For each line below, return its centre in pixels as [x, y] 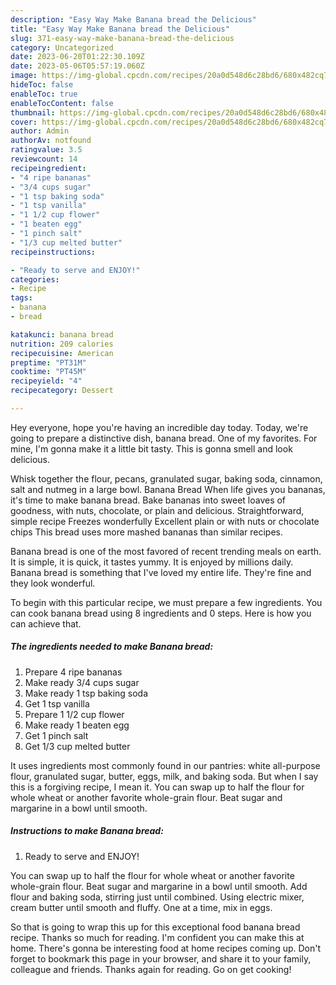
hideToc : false [42, 85]
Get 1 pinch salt [56, 735]
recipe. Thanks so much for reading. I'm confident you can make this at [157, 937]
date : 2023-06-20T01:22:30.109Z [77, 57]
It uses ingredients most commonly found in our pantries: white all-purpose [165, 765]
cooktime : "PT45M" [48, 372]
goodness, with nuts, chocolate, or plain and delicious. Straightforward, [157, 510]
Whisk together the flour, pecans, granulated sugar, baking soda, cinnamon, [166, 478]
